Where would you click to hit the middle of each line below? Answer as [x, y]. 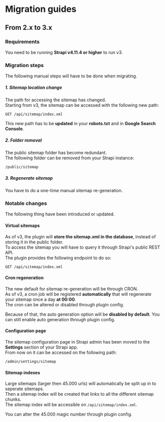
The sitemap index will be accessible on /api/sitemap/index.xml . [71, 405]
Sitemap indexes [23, 372]
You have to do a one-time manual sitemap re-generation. [64, 191]
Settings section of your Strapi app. [41, 347]
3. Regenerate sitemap [29, 178]
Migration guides [41, 9]
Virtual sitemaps [22, 225]
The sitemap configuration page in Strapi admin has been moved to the [78, 342]
